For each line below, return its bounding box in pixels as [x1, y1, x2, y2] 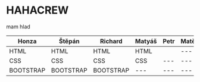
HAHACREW [6, 4, 69, 17]
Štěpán [58, 37, 80, 45]
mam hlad [6, 23, 31, 30]
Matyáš [135, 37, 157, 45]
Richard [100, 37, 123, 45]
